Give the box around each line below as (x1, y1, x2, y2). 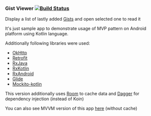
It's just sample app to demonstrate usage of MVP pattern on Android (5, 26, 147, 31)
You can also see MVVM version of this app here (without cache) (5, 106, 138, 112)
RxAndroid (12, 71, 34, 77)
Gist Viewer (5, 5, 34, 12)
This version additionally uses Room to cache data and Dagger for (5, 91, 140, 97)
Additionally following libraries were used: (5, 40, 90, 46)
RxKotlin (12, 65, 30, 71)
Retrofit (12, 55, 28, 61)
